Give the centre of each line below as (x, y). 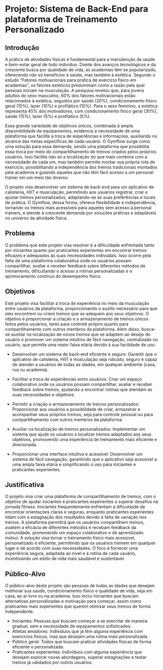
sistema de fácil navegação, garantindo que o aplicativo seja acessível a (84, 459)
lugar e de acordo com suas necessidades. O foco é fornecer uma (72, 548)
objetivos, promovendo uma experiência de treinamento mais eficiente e (84, 439)
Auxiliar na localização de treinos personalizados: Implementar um (79, 429)
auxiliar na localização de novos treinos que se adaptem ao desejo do (81, 334)
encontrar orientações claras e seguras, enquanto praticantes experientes (80, 512)
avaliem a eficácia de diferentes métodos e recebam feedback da (71, 528)
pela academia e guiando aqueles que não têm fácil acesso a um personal (79, 172)
